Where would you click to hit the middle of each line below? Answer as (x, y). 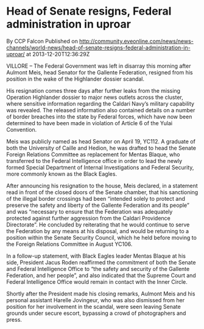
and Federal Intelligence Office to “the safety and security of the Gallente (98, 269)
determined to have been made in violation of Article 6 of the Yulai (89, 123)
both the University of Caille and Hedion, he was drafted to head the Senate (101, 148)
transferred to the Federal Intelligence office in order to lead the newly (94, 161)
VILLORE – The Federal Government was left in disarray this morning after (99, 66)
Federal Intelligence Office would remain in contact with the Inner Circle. (97, 281)
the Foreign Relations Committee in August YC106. (69, 244)
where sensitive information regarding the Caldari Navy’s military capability (100, 103)
